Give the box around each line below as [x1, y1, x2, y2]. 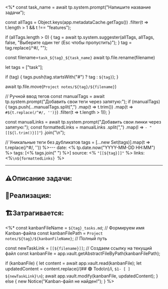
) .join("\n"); [40, 129, 65, 135]
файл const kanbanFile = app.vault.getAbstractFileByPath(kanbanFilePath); [5, 250, 160, 256]
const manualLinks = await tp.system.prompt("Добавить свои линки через [5, 119, 161, 124]
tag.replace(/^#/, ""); [5, 45, 47, 50]
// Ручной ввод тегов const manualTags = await [5, 93, 105, 99]
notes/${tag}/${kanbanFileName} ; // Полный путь [5, 235, 107, 241]
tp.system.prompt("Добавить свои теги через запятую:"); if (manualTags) [5, 98, 160, 104]
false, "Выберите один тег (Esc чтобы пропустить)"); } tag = [5, 39, 132, 45]
